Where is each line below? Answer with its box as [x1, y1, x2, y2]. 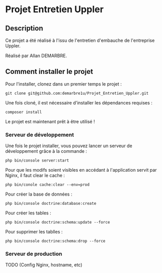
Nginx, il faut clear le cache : [5, 172, 65, 179]
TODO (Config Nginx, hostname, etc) [5, 262, 83, 268]
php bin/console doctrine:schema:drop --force [5, 238, 106, 244]
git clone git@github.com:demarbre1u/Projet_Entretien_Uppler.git [5, 91, 149, 96]
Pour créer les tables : [5, 210, 52, 216]
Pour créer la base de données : [5, 191, 73, 197]
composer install [5, 110, 42, 115]
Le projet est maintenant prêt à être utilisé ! [5, 118, 95, 124]
